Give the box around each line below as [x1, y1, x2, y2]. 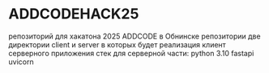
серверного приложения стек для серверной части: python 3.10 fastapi [8, 48, 254, 58]
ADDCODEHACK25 [8, 5, 139, 23]
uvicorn [8, 57, 34, 67]
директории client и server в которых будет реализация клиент [8, 39, 227, 49]
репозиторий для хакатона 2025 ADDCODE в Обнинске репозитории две [8, 31, 261, 41]
